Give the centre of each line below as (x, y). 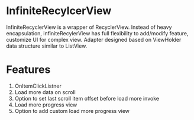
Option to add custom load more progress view (72, 111)
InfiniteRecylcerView (59, 11)
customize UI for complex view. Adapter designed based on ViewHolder (94, 39)
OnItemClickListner (38, 86)
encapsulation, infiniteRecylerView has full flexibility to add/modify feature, (97, 33)
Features (28, 70)
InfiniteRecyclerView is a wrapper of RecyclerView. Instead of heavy (89, 27)
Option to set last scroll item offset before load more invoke (87, 98)
